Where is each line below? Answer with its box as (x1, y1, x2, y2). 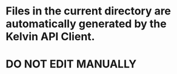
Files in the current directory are (5, 4, 171, 18)
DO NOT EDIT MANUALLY (5, 57, 137, 71)
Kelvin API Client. (5, 30, 95, 43)
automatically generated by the (5, 17, 167, 31)
